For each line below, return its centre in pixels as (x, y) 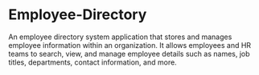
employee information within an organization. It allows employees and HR (130, 45)
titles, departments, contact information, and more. (92, 62)
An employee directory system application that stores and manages (120, 37)
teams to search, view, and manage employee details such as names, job (129, 53)
